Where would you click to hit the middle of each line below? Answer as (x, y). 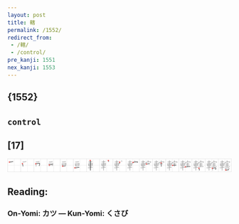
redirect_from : (30, 38)
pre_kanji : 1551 (31, 60)
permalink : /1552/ (34, 30)
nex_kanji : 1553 (31, 68)
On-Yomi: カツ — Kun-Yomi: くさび (68, 213)
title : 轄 (21, 22)
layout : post (27, 15)
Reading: (28, 192)
